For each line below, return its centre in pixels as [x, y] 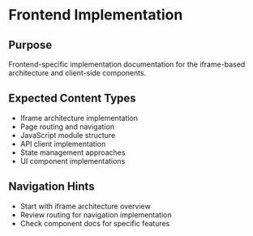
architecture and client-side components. [77, 73]
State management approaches [73, 152]
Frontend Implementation [96, 15]
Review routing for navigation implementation [96, 215]
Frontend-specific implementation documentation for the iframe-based [127, 64]
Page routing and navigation [67, 127]
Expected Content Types [72, 99]
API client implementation [63, 144]
